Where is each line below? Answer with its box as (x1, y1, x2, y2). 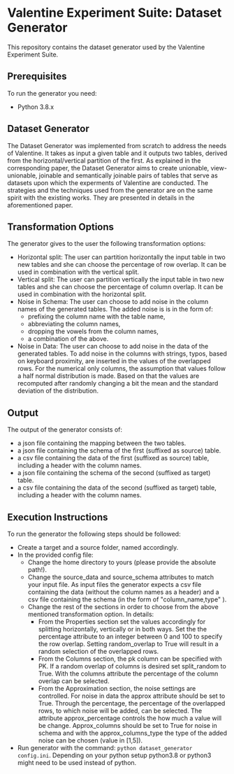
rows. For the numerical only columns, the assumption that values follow (17, 365, 226, 373)
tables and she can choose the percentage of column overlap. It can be (17, 283, 224, 291)
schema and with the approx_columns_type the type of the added (38, 729, 228, 737)
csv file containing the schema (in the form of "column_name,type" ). (27, 595, 227, 604)
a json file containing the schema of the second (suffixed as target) (17, 469, 211, 477)
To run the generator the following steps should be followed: (7, 530, 181, 538)
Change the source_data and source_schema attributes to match (27, 573, 214, 581)
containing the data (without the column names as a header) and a (27, 588, 219, 596)
